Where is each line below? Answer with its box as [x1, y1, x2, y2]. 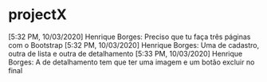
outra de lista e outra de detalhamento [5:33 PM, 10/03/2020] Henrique [8, 49, 243, 58]
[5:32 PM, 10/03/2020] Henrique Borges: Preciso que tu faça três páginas [8, 32, 251, 41]
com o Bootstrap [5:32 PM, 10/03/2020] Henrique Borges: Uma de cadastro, [8, 40, 260, 49]
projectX [8, 6, 68, 24]
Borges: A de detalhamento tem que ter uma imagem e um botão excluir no [8, 57, 255, 67]
